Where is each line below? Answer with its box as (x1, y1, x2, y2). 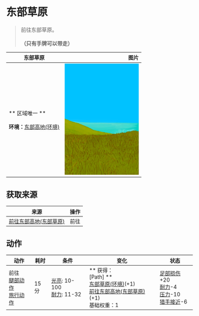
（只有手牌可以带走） (20, 40, 73, 47)
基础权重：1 (89, 301, 119, 308)
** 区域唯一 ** (8, 109, 46, 116)
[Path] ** (89, 273, 113, 280)
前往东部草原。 (20, 26, 57, 33)
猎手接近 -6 (159, 298, 188, 305)
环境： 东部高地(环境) (8, 123, 60, 130)
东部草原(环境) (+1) (89, 280, 136, 288)
